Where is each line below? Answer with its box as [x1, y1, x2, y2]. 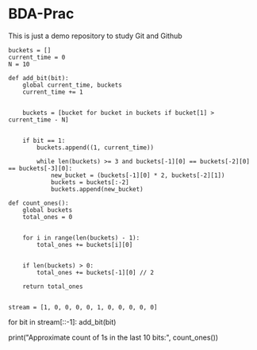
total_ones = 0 [22, 213, 73, 221]
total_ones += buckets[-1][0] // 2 [36, 268, 155, 276]
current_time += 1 [22, 88, 83, 96]
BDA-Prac [8, 5, 75, 23]
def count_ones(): [8, 199, 69, 207]
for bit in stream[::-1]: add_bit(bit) [8, 317, 117, 326]
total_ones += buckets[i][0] [36, 240, 133, 248]
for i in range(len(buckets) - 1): [22, 233, 140, 242]
